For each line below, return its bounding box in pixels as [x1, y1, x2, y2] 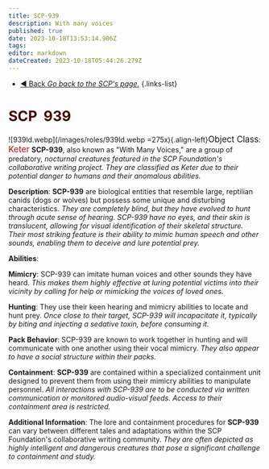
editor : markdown [8, 49, 67, 57]
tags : [8, 42, 27, 50]
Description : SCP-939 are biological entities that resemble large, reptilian [8, 186, 254, 196]
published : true [8, 27, 63, 35]
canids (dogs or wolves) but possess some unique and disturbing [8, 195, 226, 205]
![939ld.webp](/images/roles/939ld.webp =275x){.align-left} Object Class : [8, 134, 261, 145]
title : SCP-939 [8, 11, 60, 20]
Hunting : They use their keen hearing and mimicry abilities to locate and [8, 301, 248, 311]
